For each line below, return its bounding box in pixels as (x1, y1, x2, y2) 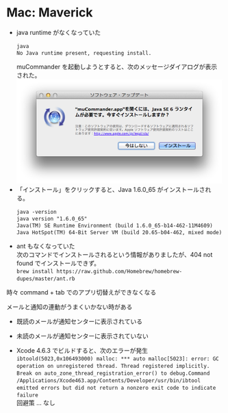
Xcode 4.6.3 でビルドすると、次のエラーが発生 (16, 347, 149, 355)
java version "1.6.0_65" (16, 216, 88, 223)
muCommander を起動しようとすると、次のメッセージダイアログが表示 (16, 62, 218, 71)
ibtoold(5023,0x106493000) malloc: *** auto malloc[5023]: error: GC (16, 355, 220, 362)
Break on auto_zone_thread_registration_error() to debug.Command (16, 370, 210, 377)
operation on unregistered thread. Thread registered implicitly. (16, 363, 210, 370)
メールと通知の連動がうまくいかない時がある (6, 303, 133, 311)
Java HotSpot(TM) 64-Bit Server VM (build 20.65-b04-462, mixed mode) (16, 229, 223, 236)
